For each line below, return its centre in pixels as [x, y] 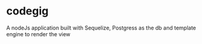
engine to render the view [39, 34]
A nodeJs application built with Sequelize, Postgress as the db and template [101, 28]
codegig [27, 11]
